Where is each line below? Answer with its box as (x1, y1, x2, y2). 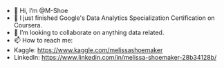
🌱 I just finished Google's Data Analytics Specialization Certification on (13, 14, 216, 22)
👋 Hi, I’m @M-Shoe (13, 7, 68, 14)
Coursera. (13, 21, 43, 29)
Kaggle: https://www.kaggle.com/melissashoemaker (13, 46, 163, 54)
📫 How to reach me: (13, 36, 73, 44)
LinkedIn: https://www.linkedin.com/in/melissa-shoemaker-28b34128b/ (13, 54, 217, 61)
